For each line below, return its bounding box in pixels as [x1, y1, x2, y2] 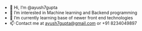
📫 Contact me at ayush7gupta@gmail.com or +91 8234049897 [9, 20, 137, 26]
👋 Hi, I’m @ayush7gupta [9, 5, 58, 10]
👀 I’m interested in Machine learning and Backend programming [9, 10, 138, 15]
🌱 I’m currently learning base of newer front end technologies [9, 15, 133, 20]
